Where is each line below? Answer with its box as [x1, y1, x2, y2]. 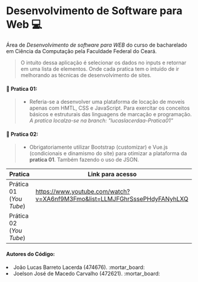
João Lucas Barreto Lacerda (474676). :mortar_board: [14, 264, 145, 271]
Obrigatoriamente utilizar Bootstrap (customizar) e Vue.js [29, 143, 168, 151]
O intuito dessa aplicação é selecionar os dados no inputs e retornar [20, 59, 187, 66]
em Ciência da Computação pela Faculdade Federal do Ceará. [6, 47, 157, 54]
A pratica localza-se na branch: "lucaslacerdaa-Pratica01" [29, 117, 173, 124]
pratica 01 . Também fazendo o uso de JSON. [29, 156, 140, 163]
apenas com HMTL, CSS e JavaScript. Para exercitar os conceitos [29, 104, 190, 112]
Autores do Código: [6, 250, 55, 257]
